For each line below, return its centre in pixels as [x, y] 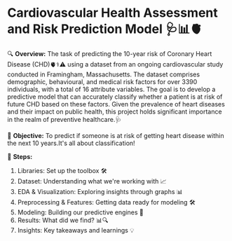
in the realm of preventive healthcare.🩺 [64, 119]
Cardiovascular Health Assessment [113, 13]
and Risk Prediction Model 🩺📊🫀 [105, 29]
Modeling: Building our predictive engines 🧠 [80, 212]
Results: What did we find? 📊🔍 [63, 220]
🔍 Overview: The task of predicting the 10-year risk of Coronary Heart [110, 53]
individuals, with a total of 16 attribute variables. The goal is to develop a [111, 89]
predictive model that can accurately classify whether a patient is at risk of [115, 97]
